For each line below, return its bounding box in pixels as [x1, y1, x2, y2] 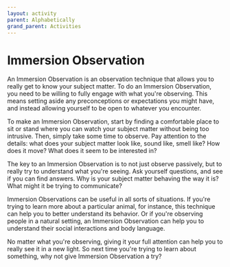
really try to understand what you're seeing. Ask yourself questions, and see [7, 167, 223, 176]
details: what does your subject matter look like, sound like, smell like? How [7, 139, 220, 148]
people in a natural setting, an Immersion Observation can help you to [7, 217, 205, 225]
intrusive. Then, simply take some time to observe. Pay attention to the [7, 132, 207, 141]
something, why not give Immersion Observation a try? [7, 252, 163, 261]
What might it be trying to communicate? [7, 182, 122, 190]
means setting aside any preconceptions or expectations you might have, [7, 97, 215, 105]
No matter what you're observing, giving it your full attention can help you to [7, 237, 223, 246]
